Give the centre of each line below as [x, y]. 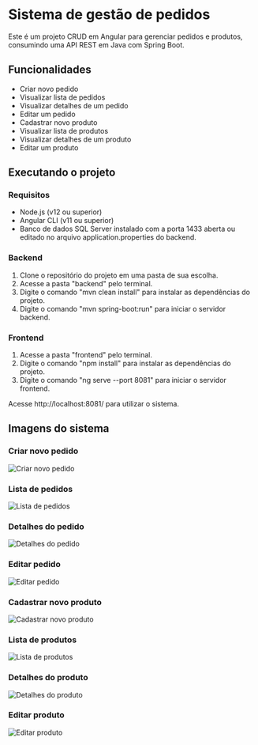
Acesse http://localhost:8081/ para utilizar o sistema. [94, 404]
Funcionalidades [50, 70]
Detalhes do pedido [46, 526]
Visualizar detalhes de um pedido [74, 105]
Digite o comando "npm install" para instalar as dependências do [125, 363]
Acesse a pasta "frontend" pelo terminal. [86, 355]
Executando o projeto [62, 173]
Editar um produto [49, 147]
